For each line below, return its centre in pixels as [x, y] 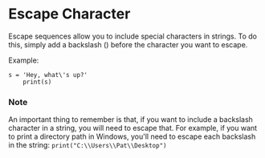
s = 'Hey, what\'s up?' [48, 75]
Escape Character [69, 14]
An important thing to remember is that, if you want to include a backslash [130, 120]
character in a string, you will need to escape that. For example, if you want [133, 128]
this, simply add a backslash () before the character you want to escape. [128, 44]
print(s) [37, 82]
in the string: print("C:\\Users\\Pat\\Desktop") [88, 145]
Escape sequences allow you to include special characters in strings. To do [132, 36]
